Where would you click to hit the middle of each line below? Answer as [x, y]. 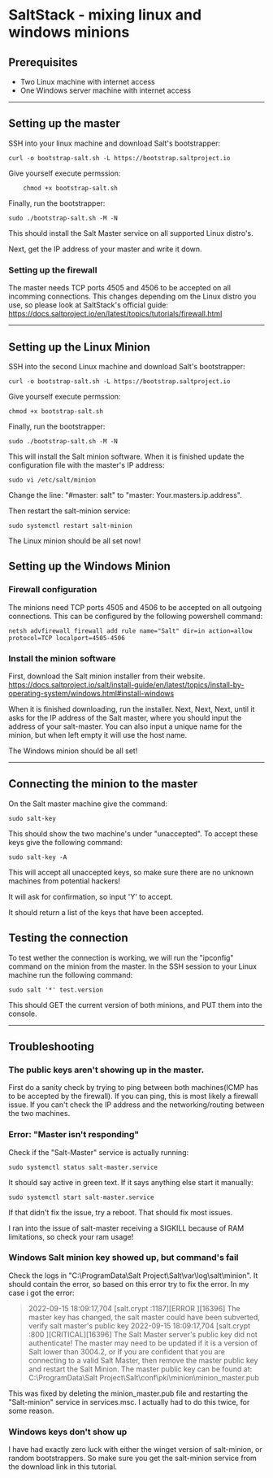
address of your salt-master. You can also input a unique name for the [125, 726]
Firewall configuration [53, 590]
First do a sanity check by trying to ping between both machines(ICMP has [133, 1088]
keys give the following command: [66, 842]
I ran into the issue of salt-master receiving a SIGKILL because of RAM [126, 1228]
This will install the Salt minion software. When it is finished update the [126, 456]
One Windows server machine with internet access [106, 90]
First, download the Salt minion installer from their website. [107, 676]
